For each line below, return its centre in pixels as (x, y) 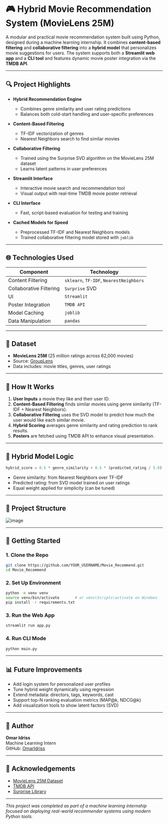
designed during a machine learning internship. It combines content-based (83, 42)
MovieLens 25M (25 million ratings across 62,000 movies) (73, 356)
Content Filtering (28, 280)
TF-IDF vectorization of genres (52, 133)
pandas (72, 321)
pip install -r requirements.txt (40, 603)
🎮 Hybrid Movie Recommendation (79, 9)
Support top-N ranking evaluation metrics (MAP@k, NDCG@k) (77, 700)
